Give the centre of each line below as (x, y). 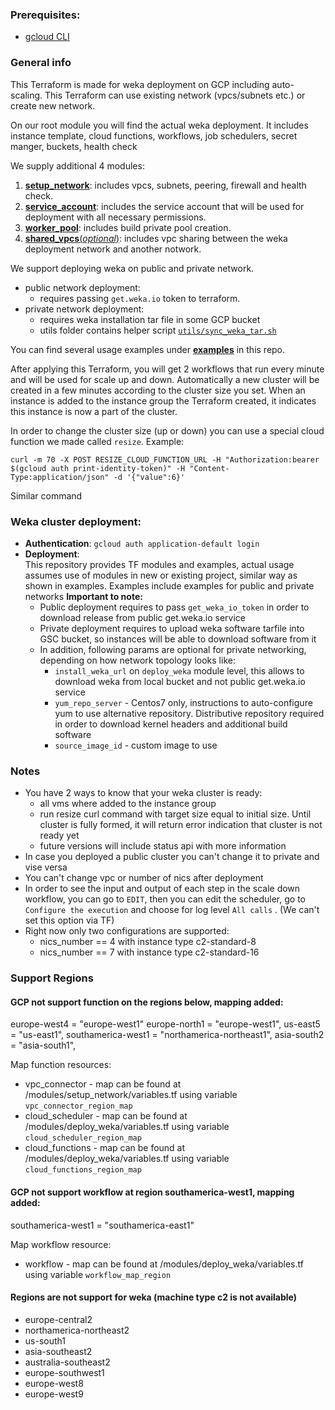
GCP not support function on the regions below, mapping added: (147, 1002)
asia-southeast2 (58, 1351)
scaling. (26, 95)
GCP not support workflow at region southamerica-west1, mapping (152, 1192)
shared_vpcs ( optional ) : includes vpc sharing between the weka (156, 238)
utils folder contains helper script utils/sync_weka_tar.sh (158, 330)
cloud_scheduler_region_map (83, 1138)
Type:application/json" (60, 477)
